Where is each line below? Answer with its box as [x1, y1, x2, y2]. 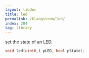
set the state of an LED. [5, 39, 53, 45]
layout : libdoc [5, 7, 37, 12]
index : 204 [5, 21, 28, 26]
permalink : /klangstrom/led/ [5, 16, 65, 21]
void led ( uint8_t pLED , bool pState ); [5, 49, 85, 54]
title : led [5, 12, 28, 17]
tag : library [5, 26, 32, 30]
